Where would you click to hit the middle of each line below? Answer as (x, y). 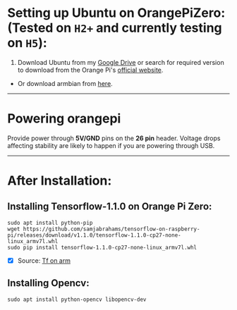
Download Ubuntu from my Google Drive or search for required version (121, 62)
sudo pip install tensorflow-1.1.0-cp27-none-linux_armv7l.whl (102, 247)
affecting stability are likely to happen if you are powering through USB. (111, 145)
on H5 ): (27, 43)
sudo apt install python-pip (50, 223)
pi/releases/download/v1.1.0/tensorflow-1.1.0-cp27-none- (94, 235)
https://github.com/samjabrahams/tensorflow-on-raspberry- (111, 229)
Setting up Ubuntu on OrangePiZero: (116, 13)
